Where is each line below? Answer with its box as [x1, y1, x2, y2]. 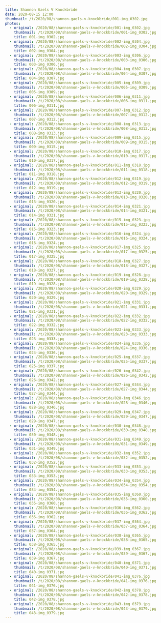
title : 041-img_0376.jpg [14, 583, 65, 588]
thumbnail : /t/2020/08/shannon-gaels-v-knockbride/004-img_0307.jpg [14, 71, 157, 76]
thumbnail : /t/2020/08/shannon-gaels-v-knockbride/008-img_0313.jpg [14, 126, 157, 131]
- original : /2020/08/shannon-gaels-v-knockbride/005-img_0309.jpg [9, 80, 150, 85]
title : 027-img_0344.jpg [14, 391, 65, 396]
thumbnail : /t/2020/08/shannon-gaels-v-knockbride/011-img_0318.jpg [14, 167, 157, 172]
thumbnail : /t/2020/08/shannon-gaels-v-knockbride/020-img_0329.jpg [14, 291, 157, 296]
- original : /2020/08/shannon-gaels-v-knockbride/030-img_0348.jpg [9, 423, 150, 428]
